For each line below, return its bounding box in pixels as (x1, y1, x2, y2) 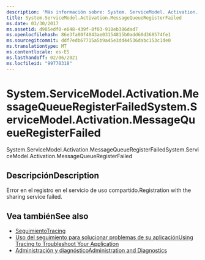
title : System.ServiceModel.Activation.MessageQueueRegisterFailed (6, 15, 182, 21)
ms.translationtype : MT (6, 44, 67, 50)
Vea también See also (6, 211, 89, 221)
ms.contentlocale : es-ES (6, 49, 70, 55)
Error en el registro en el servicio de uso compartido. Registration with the (6, 186, 192, 194)
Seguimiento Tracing (15, 227, 66, 235)
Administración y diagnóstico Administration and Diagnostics (15, 247, 167, 254)
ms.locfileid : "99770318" (6, 60, 72, 66)
